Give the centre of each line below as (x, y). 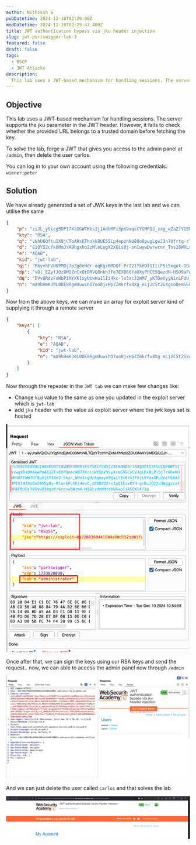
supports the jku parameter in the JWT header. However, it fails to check (93, 125)
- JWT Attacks (28, 68)
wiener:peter (22, 173)
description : (22, 74)
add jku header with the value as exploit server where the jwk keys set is (102, 410)
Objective (24, 104)
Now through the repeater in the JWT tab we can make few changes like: (93, 386)
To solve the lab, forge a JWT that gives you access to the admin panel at (94, 149)
